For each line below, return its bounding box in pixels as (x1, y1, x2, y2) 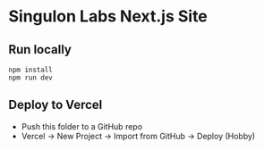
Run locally (8, 42, 72, 57)
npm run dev (8, 73, 53, 82)
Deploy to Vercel (8, 97, 103, 112)
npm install (8, 65, 53, 74)
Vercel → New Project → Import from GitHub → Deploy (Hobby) (21, 130, 256, 141)
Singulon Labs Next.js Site (8, 6, 208, 27)
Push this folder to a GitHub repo (21, 121, 143, 131)
